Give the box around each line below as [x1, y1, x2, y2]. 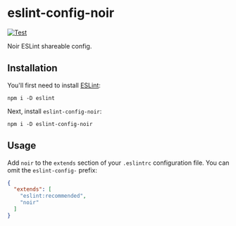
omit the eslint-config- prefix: [7, 165, 97, 174]
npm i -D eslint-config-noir [7, 120, 93, 127]
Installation [7, 62, 58, 75]
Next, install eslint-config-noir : [7, 107, 102, 115]
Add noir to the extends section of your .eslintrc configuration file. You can [7, 158, 230, 167]
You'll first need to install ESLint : [7, 81, 101, 89]
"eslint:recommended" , [20, 192, 87, 200]
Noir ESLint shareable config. [7, 42, 92, 50]
